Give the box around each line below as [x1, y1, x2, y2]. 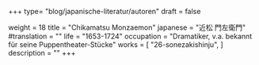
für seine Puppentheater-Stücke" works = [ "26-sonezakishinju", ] [8, 40, 223, 49]
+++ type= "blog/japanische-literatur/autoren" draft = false [8, 7, 201, 16]
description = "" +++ [8, 49, 77, 57]
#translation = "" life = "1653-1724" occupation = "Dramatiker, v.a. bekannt [8, 31, 253, 41]
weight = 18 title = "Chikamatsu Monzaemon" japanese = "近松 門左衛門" [8, 23, 246, 32]
